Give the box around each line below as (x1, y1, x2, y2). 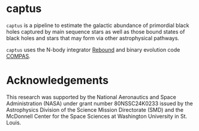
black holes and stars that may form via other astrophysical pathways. (6, 34, 180, 41)
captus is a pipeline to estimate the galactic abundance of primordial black (6, 22, 189, 29)
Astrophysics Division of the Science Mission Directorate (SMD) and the (6, 106, 184, 113)
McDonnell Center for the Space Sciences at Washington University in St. (6, 112, 188, 120)
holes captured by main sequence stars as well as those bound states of (6, 28, 185, 35)
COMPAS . (6, 52, 31, 59)
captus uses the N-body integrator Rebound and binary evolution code (6, 46, 180, 53)
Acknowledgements (6, 74, 109, 87)
